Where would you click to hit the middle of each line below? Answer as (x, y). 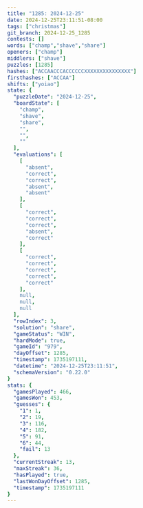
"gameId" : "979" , (38, 347)
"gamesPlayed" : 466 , (43, 392)
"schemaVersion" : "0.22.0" (52, 372)
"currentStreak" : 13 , (44, 463)
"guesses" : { (32, 405)
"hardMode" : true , (40, 341)
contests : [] (26, 39)
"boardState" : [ (36, 103)
